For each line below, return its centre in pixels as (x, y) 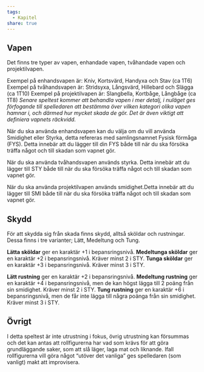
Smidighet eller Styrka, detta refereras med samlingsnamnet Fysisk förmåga (102, 138)
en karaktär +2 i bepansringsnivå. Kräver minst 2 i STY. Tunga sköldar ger (100, 258)
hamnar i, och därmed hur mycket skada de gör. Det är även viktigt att (95, 113)
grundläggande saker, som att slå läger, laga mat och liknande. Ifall (90, 349)
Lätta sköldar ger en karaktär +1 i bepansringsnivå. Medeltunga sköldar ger (102, 252)
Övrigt (19, 322)
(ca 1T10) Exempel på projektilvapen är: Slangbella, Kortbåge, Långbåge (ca (102, 94)
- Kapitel (25, 18)
